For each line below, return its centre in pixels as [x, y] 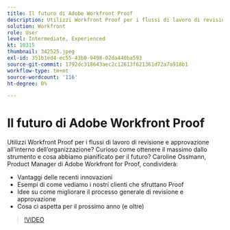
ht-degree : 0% [27, 84]
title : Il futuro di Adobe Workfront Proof [70, 13]
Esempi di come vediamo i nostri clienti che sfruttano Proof [100, 185]
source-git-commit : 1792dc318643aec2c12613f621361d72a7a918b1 [98, 64]
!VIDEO [34, 220]
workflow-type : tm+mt [38, 71]
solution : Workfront [37, 26]
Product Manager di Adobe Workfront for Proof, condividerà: [92, 164]
